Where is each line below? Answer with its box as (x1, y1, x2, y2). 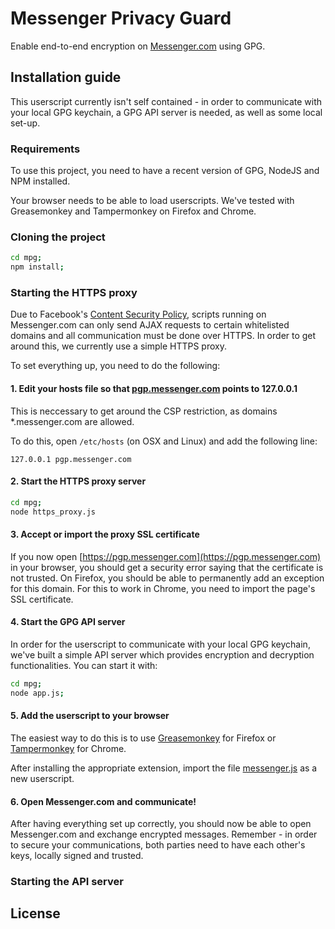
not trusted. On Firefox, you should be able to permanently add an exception (10, 572, 325, 584)
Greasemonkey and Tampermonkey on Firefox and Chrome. (10, 205, 257, 217)
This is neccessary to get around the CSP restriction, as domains (10, 405, 278, 417)
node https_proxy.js (10, 507, 97, 517)
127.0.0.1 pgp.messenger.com (10, 454, 132, 464)
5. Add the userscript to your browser (10, 710, 170, 722)
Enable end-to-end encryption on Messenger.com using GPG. (10, 40, 266, 52)
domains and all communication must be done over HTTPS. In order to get (10, 330, 317, 342)
